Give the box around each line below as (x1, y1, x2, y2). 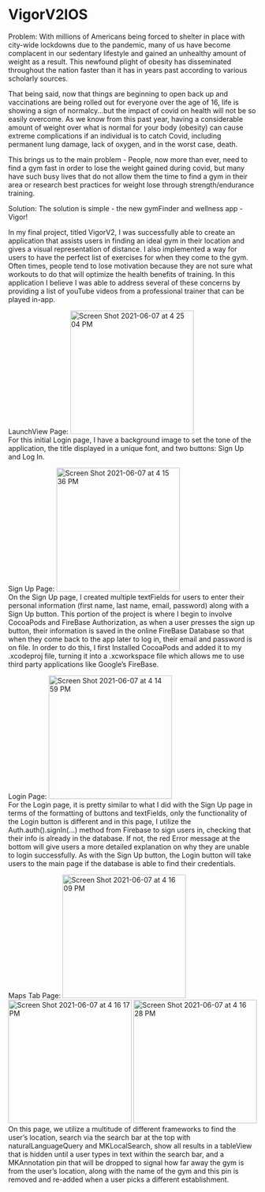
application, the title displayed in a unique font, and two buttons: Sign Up (8, 443, 244, 452)
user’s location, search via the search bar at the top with (8, 1133, 191, 1142)
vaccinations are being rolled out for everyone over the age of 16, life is (8, 97, 239, 107)
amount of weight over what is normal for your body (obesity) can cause (8, 123, 244, 132)
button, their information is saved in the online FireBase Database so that (8, 626, 244, 635)
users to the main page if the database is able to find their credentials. (8, 858, 236, 868)
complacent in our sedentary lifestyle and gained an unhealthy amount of (8, 48, 247, 58)
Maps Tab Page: (8, 990, 62, 1000)
